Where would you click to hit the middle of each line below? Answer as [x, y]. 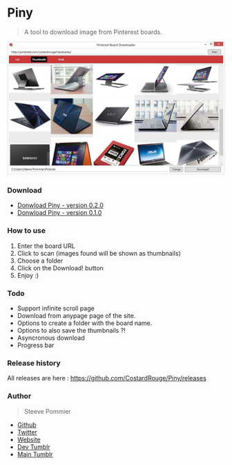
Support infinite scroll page [56, 308]
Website [29, 439]
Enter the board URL [46, 246]
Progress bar [36, 345]
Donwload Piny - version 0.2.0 [60, 205]
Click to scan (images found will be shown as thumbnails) [99, 253]
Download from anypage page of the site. [76, 315]
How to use [27, 231]
